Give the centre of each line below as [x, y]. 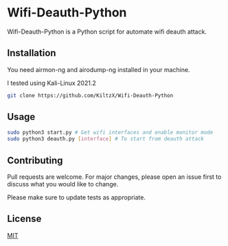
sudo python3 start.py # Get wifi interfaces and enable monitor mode [110, 133]
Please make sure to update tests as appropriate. [77, 197]
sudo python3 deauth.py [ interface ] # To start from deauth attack [106, 139]
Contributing [35, 160]
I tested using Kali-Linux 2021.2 [52, 83]
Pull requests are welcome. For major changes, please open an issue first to [114, 177]
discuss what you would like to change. [63, 184]
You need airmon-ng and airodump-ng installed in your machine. [99, 69]
